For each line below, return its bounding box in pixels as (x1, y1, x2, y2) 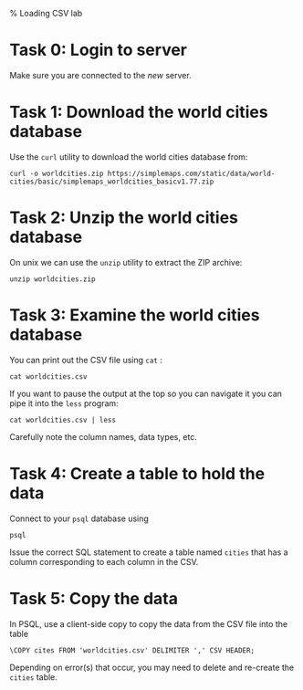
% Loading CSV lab (9, 8, 83, 18)
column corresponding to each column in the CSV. (9, 556, 199, 567)
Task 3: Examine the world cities (9, 305, 260, 325)
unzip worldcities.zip (9, 274, 96, 284)
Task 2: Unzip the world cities (9, 207, 239, 228)
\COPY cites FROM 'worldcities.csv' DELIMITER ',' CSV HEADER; (9, 645, 256, 655)
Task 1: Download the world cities (9, 102, 268, 122)
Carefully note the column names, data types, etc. (9, 431, 198, 442)
